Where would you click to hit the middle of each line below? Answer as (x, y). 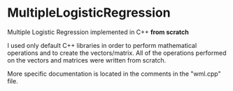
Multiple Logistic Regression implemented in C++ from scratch (98, 32)
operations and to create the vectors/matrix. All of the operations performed (117, 53)
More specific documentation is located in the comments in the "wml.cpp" (114, 74)
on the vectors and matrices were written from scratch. (87, 60)
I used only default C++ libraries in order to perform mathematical (102, 45)
